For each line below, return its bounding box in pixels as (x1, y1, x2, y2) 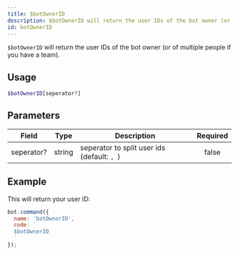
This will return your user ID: (7, 195, 90, 203)
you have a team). (7, 50, 60, 59)
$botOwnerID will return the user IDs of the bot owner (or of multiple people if (7, 43, 231, 52)
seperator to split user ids (80, 143, 166, 153)
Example (7, 175, 47, 188)
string (53, 147, 73, 157)
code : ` (14, 222, 37, 229)
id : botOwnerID (7, 23, 53, 31)
